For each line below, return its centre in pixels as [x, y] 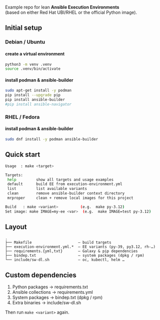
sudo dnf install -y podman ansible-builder [52, 139]
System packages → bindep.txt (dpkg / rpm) [57, 297]
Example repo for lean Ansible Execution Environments [62, 7]
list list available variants [47, 189]
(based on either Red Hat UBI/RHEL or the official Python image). [71, 12]
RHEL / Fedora [22, 117]
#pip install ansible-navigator [38, 104]
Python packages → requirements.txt [50, 287]
